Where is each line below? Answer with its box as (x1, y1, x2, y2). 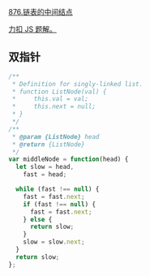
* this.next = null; (11, 102, 96, 111)
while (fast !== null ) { (15, 185, 100, 193)
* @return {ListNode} (11, 140, 85, 149)
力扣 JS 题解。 (8, 24, 57, 34)
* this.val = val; (11, 95, 89, 103)
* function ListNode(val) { (11, 88, 107, 96)
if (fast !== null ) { (23, 200, 96, 209)
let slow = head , (15, 163, 75, 171)
